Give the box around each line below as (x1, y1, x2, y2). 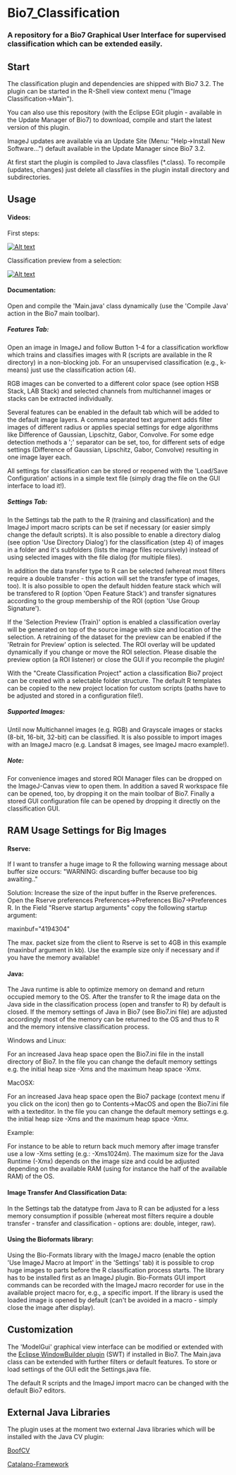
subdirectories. (7, 173, 51, 181)
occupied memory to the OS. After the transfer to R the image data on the (7, 993, 221, 1001)
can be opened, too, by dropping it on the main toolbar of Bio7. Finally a (7, 789, 215, 798)
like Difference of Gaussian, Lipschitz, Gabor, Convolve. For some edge (7, 430, 214, 439)
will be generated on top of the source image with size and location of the (7, 625, 222, 633)
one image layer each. (7, 453, 72, 461)
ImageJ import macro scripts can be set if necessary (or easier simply (7, 523, 211, 531)
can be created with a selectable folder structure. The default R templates (7, 676, 222, 685)
